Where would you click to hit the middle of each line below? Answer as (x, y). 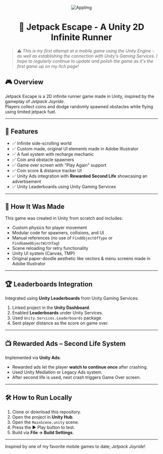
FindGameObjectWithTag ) (36, 243)
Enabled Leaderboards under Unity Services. (57, 313)
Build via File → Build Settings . (43, 432)
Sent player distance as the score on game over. (60, 323)
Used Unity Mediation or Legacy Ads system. (57, 372)
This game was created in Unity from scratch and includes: (64, 218)
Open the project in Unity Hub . (43, 417)
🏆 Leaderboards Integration (49, 284)
